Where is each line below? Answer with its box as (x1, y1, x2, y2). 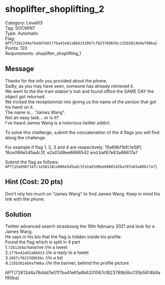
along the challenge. (5, 134, 47, 140)
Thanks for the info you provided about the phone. (5, 78, 107, 83)
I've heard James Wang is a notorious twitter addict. (5, 120, 111, 125)
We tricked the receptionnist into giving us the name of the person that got (5, 99, 157, 105)
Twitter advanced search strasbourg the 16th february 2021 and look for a (5, 223, 155, 229)
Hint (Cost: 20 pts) (5, 178, 63, 186)
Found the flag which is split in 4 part (5, 239, 80, 245)
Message (5, 65, 34, 73)
